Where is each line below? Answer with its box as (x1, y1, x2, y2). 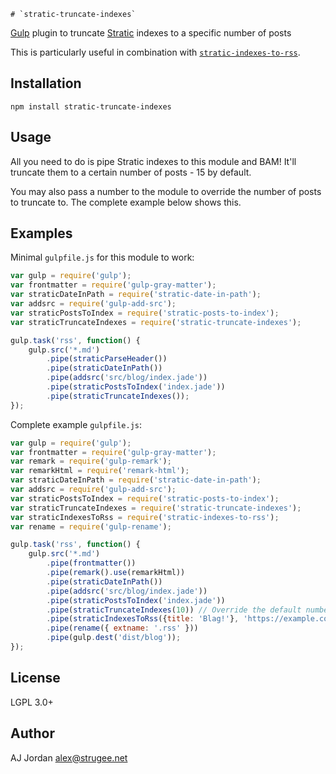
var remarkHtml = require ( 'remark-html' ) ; (10, 466, 190, 476)
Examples (10, 225, 73, 242)
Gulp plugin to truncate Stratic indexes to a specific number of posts (10, 27, 292, 39)
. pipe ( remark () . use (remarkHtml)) (46, 568, 186, 578)
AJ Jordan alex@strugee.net (10, 751, 128, 764)
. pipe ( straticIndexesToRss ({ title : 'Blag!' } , (46, 614, 240, 624)
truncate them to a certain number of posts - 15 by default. (10, 166, 252, 178)
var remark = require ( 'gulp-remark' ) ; (10, 456, 172, 467)
